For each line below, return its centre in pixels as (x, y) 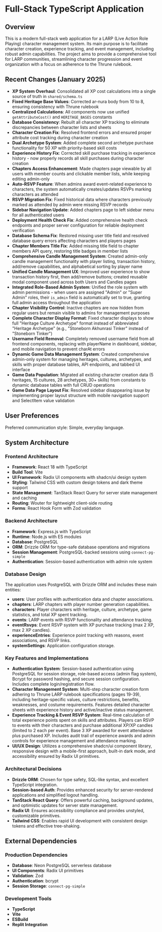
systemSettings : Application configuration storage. (63, 645)
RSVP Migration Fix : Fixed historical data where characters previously (82, 199)
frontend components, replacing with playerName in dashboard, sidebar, (84, 343)
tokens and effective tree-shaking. (46, 826)
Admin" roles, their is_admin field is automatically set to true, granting (81, 297)
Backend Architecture (31, 521)
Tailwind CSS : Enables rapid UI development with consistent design (80, 820)
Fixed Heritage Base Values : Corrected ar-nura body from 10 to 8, (78, 101)
